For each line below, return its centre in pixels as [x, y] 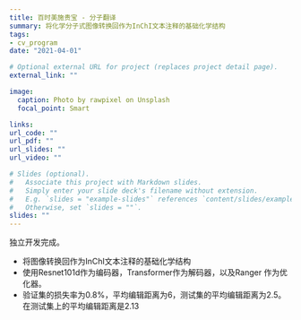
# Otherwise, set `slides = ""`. [76, 207]
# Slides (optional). [50, 174]
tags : [19, 34]
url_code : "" [34, 133]
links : [21, 125]
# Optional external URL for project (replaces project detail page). [144, 67]
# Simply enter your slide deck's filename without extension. [133, 190]
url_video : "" [36, 158]
